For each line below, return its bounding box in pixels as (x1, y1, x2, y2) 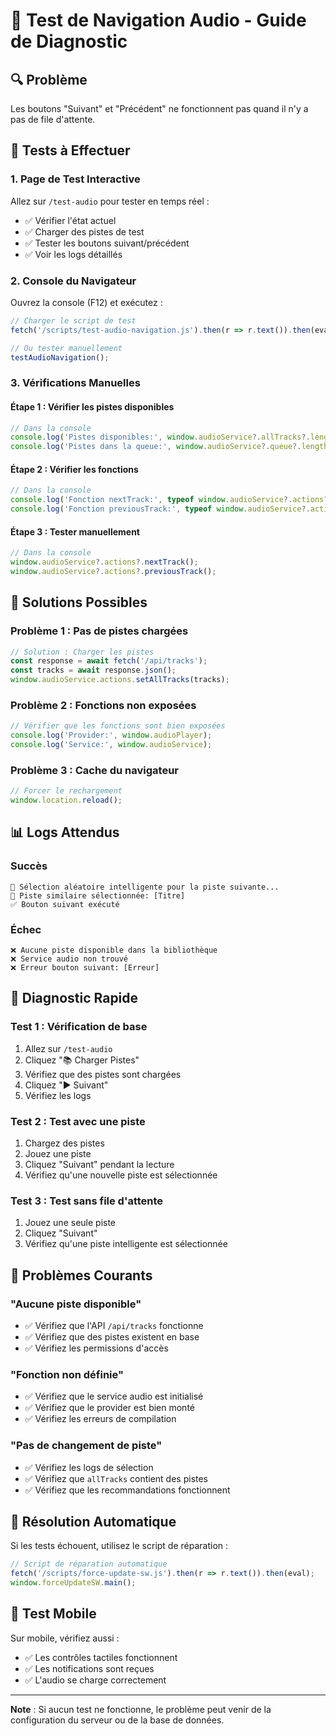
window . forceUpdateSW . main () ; (10, 1578, 137, 1588)
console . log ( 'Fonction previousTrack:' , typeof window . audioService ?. (10, 504, 311, 514)
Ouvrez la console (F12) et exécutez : (10, 296, 163, 308)
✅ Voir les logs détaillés (24, 248, 123, 260)
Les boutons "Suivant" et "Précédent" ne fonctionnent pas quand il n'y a (10, 103, 309, 114)
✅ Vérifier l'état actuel (24, 214, 117, 226)
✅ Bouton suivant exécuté (10, 899, 120, 909)
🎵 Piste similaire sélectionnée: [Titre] (10, 890, 186, 901)
